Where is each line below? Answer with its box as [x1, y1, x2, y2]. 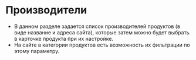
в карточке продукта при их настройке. [13, 35, 114, 42]
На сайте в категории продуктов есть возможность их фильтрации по [13, 41, 190, 48]
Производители [5, 3, 87, 17]
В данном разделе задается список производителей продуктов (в [13, 23, 180, 30]
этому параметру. [13, 47, 60, 54]
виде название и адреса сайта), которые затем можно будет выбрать [13, 29, 190, 36]
